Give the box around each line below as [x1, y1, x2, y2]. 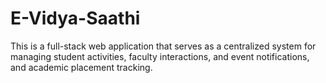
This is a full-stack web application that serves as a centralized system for [10, 40, 317, 52]
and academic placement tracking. [10, 61, 153, 73]
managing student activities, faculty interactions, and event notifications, [10, 50, 310, 62]
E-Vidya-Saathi [10, 7, 141, 30]
